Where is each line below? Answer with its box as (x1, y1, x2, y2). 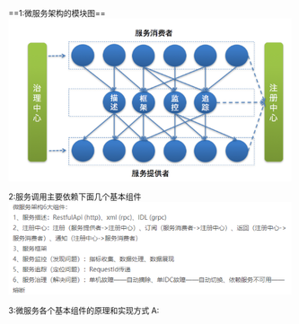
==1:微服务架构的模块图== (8, 8, 106, 18)
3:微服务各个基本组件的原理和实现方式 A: (8, 304, 160, 316)
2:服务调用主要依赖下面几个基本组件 (8, 191, 142, 202)
